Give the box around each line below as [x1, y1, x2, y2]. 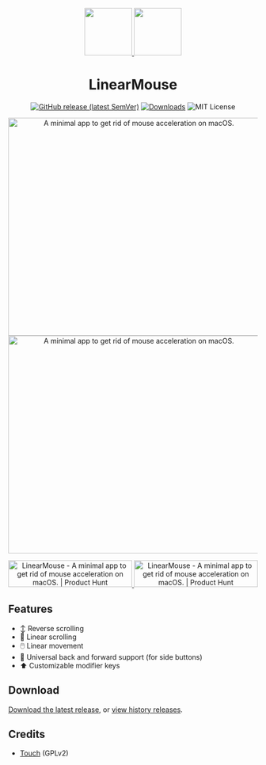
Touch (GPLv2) [19, 748, 69, 758]
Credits [8, 727, 46, 740]
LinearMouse [88, 76, 178, 94]
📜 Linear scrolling [19, 632, 77, 641]
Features [8, 603, 53, 616]
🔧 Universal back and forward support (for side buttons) [19, 652, 203, 661]
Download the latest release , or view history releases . [8, 705, 184, 714]
